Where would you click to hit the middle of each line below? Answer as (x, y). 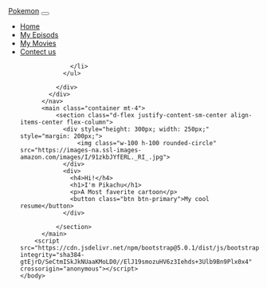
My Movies (38, 43)
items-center (41, 122)
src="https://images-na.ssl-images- (80, 150)
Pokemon (24, 11)
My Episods (39, 35)
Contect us (38, 52)
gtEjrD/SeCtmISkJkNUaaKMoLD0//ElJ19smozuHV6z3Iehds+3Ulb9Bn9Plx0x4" (136, 262)
